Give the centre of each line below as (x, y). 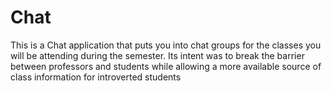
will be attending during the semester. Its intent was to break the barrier (157, 55)
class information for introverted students (96, 77)
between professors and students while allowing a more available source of (166, 66)
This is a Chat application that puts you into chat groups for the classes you (166, 45)
